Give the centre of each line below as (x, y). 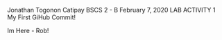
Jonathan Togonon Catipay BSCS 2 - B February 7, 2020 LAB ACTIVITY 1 (111, 10)
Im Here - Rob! (28, 31)
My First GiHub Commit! (42, 17)
